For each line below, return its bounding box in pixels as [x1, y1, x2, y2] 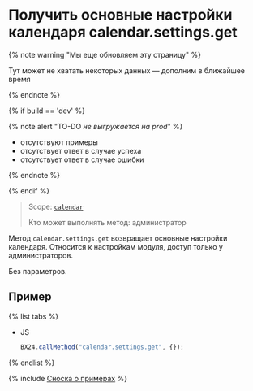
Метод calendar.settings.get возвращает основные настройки [8, 233, 228, 243]
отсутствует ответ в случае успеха [19, 146, 142, 155]
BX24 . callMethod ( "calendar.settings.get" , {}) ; [19, 343, 185, 351]
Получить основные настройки [8, 6, 233, 24]
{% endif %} [8, 185, 50, 196]
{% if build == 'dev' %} [8, 106, 85, 115]
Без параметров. [8, 266, 67, 276]
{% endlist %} [8, 358, 55, 367]
